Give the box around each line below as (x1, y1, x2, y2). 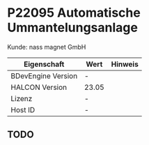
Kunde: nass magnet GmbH (7, 43, 86, 51)
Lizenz (10, 93, 33, 103)
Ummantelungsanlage (7, 20, 138, 36)
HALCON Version (10, 82, 68, 92)
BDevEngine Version (10, 71, 78, 81)
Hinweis (111, 59, 139, 69)
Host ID (10, 105, 36, 114)
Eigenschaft (24, 59, 65, 69)
